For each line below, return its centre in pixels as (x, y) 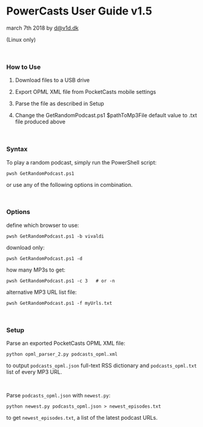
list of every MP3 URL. (34, 372)
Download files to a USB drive (52, 80)
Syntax (17, 149)
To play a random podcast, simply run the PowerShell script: (82, 162)
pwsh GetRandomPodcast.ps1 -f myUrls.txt (59, 303)
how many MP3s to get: (36, 270)
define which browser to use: (43, 225)
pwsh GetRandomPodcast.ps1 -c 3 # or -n (61, 281)
